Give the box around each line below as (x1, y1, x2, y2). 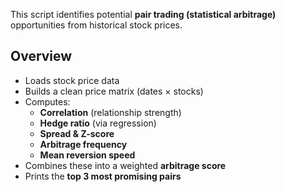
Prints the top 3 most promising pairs (24, 170, 182, 182)
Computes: (24, 95, 71, 108)
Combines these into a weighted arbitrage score (24, 159, 227, 171)
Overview (10, 48, 73, 65)
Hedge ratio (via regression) (39, 117, 157, 129)
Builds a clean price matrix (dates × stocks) (24, 85, 204, 97)
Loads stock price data (24, 74, 120, 86)
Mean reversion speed (39, 149, 136, 161)
